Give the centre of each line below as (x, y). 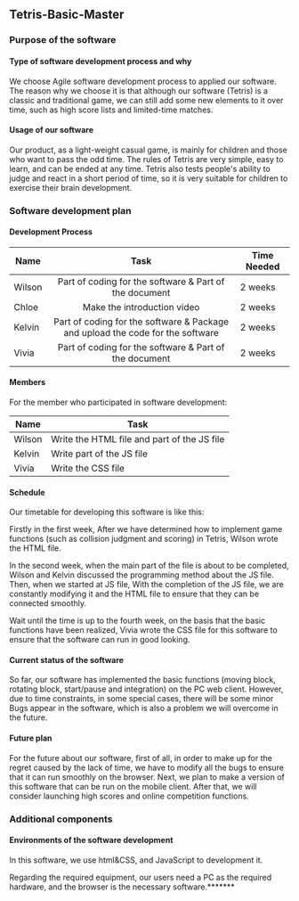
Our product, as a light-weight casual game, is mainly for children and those (148, 150)
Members (28, 382)
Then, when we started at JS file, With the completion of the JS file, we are (147, 585)
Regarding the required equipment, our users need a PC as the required (141, 877)
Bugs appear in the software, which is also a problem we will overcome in (144, 709)
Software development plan (70, 210)
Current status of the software (67, 659)
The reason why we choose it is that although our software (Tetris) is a (139, 90)
